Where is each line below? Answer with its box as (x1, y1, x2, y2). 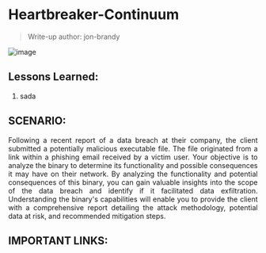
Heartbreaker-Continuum (8, 6, 180, 24)
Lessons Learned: (8, 70, 99, 84)
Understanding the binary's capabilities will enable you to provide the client (8, 194, 258, 204)
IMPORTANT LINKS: (8, 234, 108, 247)
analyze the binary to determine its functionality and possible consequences (8, 160, 258, 170)
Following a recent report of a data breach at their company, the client (8, 135, 258, 144)
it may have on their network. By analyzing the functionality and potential (8, 169, 258, 178)
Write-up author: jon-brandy (27, 32, 120, 41)
